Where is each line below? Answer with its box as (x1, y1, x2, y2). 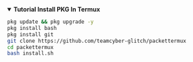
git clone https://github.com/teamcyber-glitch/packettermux (7, 37, 187, 44)
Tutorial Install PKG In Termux (13, 5, 101, 13)
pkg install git (7, 31, 54, 38)
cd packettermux (7, 44, 54, 50)
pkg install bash (7, 25, 57, 31)
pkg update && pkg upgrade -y (7, 18, 94, 25)
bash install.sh (7, 50, 54, 57)
